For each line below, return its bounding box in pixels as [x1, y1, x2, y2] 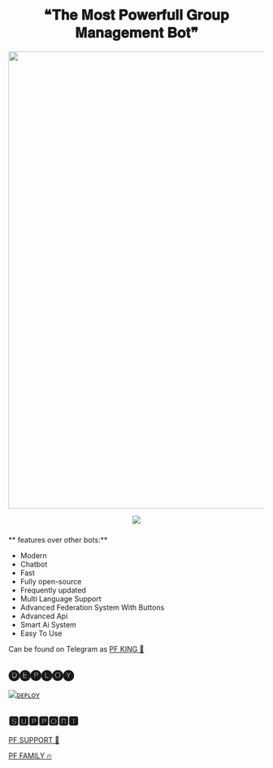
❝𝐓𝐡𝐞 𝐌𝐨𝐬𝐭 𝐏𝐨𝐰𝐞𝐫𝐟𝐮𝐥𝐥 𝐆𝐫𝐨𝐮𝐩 [43, 6, 230, 24]
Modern [19, 550, 47, 560]
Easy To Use [19, 628, 63, 638]
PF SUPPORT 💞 [8, 735, 60, 745]
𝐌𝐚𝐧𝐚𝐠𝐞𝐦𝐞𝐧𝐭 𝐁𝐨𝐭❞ [74, 24, 199, 42]
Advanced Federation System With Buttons [19, 602, 165, 612]
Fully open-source [19, 576, 82, 586]
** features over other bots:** [8, 535, 108, 545]
